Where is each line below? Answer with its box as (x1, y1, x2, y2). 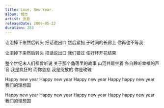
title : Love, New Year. (5, 7, 54, 12)
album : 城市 (5, 12, 28, 17)
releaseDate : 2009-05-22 (5, 21, 56, 26)
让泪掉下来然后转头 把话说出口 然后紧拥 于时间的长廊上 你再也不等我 (5, 40, 143, 46)
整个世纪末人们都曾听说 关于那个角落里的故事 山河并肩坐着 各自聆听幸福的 (5, 60, 155, 66)
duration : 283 (5, 26, 34, 30)
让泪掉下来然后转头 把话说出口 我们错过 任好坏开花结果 (5, 50, 116, 56)
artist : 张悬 (5, 16, 30, 21)
